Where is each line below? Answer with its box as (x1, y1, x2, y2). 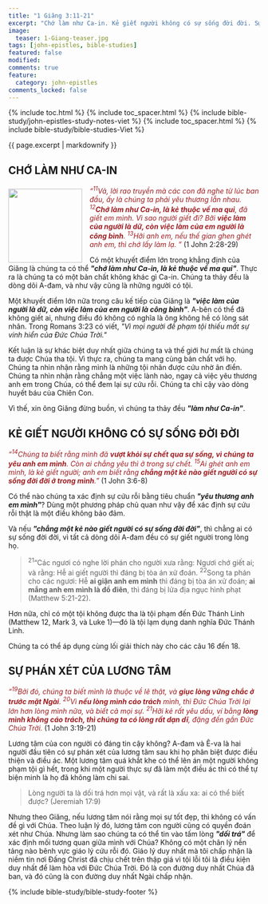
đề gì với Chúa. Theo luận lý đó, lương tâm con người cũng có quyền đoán (8, 821, 251, 830)
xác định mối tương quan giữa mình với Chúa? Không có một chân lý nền (8, 838, 247, 847)
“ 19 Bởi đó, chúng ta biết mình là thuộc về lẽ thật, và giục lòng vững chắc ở (8, 685, 254, 696)
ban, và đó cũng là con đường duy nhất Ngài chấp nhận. (8, 872, 193, 882)
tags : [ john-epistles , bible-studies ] (8, 42, 137, 50)
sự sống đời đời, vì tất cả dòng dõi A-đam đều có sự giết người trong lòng (8, 532, 249, 542)
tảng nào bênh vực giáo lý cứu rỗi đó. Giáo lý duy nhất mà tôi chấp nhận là (8, 846, 253, 856)
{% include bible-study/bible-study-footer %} (8, 887, 158, 897)
